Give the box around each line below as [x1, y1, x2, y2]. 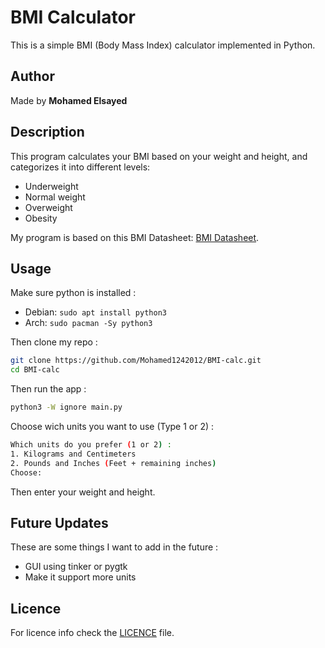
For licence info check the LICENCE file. [10, 627, 175, 639]
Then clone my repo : [10, 336, 98, 348]
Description [10, 124, 85, 141]
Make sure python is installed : [10, 287, 137, 299]
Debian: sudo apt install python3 [24, 306, 167, 318]
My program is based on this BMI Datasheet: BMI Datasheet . [10, 231, 260, 243]
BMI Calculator [10, 6, 136, 29]
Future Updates [10, 514, 109, 531]
